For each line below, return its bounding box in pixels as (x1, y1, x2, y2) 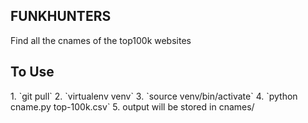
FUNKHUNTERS (10, 8, 112, 25)
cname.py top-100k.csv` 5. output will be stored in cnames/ (10, 100, 255, 113)
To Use (10, 64, 55, 81)
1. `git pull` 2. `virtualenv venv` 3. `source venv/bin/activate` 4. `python (10, 90, 298, 102)
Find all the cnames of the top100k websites (10, 34, 192, 46)
